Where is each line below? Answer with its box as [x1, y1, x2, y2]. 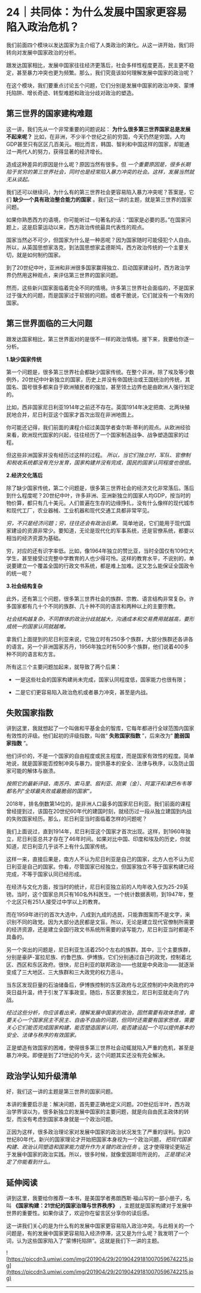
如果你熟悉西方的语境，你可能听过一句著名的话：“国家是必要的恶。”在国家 [6, 216, 186, 223]
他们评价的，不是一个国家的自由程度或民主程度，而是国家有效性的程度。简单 [6, 752, 194, 760]
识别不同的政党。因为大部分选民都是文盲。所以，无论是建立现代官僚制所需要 [6, 918, 194, 925]
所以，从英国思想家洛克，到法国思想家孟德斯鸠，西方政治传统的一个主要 [6, 244, 184, 251]
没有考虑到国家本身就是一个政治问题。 [21, 1116, 116, 1123]
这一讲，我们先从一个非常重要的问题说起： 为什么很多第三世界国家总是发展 [6, 125, 191, 132]
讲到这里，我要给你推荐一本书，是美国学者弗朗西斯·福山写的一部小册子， [6, 1195, 186, 1201]
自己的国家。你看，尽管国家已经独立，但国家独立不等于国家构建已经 [26, 863, 194, 870]
